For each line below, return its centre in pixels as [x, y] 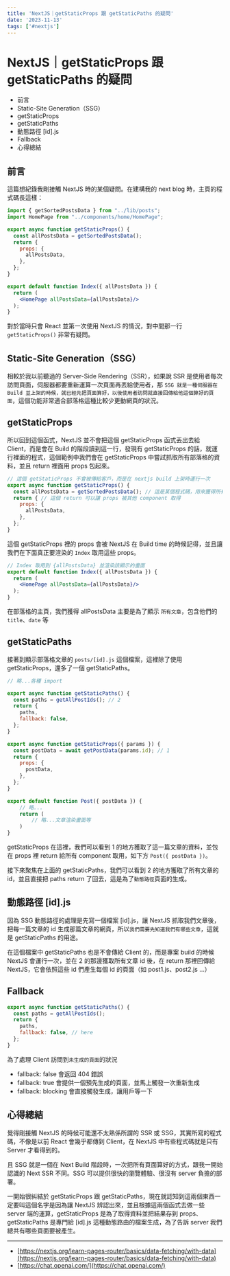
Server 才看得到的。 [35, 1150]
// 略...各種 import [35, 681]
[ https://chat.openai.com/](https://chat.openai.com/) [91, 1265]
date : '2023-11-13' [35, 20]
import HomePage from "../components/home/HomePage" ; [86, 217]
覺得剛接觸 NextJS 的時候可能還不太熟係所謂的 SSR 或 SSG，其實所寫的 [108, 1132]
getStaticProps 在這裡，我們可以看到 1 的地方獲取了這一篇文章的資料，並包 [113, 847]
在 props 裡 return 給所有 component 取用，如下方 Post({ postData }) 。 [110, 856]
